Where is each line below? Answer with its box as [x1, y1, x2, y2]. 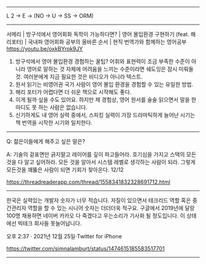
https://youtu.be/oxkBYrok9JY [6, 45, 83, 52]
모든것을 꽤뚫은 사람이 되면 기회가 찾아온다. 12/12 [6, 166, 124, 173]
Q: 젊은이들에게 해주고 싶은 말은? [6, 138, 86, 145]
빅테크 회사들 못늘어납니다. [17, 220, 82, 227]
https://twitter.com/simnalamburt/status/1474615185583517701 [6, 245, 165, 252]
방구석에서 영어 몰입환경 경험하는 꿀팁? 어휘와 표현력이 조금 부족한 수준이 [15, 58, 190, 65]
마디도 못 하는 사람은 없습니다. [15, 104, 88, 111]
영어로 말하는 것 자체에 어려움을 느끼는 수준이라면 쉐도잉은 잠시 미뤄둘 [26, 66, 194, 72]
